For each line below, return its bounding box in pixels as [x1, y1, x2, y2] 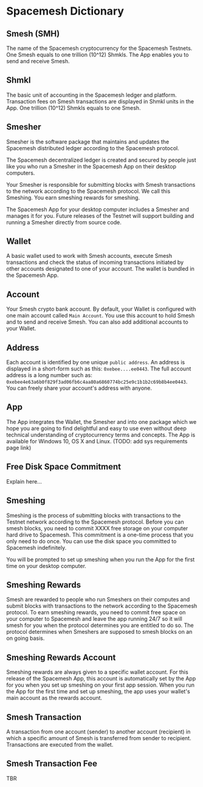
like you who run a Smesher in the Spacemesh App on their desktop [6, 162, 177, 170]
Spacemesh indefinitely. [6, 544, 67, 551]
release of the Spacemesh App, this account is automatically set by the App [6, 675, 196, 682]
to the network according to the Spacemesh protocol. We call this [6, 187, 171, 195]
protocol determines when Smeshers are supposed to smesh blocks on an [6, 628, 193, 636]
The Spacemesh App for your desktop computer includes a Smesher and [6, 206, 190, 213]
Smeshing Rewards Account [6, 652, 116, 662]
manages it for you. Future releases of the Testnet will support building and [6, 212, 194, 220]
